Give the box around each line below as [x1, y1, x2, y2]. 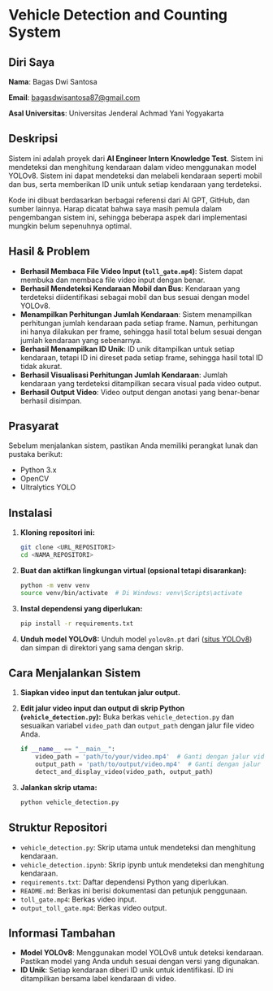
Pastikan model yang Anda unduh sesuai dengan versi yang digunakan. [19, 957, 260, 967]
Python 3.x [19, 465, 57, 475]
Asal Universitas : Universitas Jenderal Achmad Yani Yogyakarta [8, 108, 224, 118]
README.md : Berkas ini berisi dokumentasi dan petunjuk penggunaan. [19, 885, 248, 895]
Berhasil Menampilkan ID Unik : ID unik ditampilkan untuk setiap [19, 344, 236, 354]
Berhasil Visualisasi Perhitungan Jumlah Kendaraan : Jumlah [19, 370, 228, 380]
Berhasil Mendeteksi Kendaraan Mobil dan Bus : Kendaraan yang [19, 283, 240, 293]
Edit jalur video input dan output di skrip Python [19, 703, 185, 713]
